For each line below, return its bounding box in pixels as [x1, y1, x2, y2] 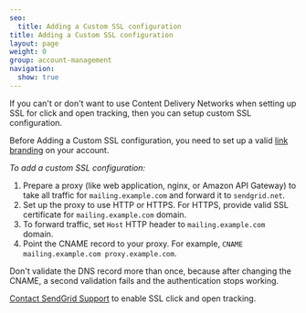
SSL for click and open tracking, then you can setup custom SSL [9, 107, 252, 119]
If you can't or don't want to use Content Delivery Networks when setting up [9, 98, 297, 109]
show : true [17, 73, 59, 82]
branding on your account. [9, 144, 110, 155]
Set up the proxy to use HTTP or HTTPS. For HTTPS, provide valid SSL [22, 199, 290, 210]
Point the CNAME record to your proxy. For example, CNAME [22, 238, 244, 249]
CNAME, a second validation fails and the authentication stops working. [9, 275, 280, 286]
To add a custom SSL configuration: [9, 162, 146, 173]
